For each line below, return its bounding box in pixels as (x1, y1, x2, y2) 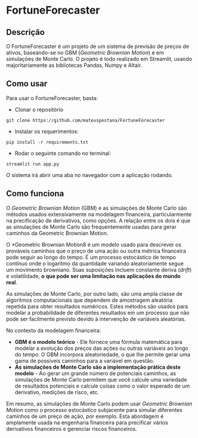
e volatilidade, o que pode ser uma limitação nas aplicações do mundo (6, 272, 181, 279)
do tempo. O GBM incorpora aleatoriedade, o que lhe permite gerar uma (14, 350, 191, 358)
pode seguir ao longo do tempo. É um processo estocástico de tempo (6, 253, 176, 260)
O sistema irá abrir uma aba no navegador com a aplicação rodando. (6, 171, 173, 178)
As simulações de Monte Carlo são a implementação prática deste (14, 363, 181, 371)
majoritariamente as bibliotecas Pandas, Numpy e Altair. (6, 62, 142, 69)
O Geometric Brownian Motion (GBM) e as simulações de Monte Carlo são (6, 204, 187, 211)
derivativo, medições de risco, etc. (14, 388, 99, 395)
